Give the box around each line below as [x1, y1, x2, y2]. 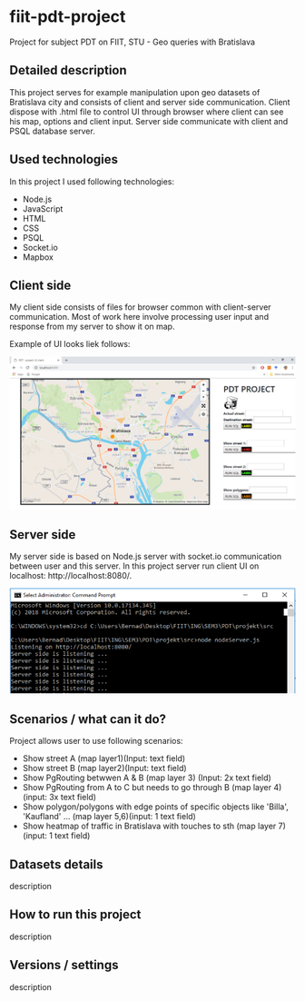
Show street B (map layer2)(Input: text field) [22, 763, 188, 774]
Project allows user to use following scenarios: [9, 736, 183, 747]
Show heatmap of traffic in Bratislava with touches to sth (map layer [22, 820, 277, 832]
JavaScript [22, 203, 64, 214]
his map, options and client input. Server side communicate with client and [9, 115, 289, 126]
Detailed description [9, 63, 127, 78]
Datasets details [9, 857, 103, 872]
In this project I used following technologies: [9, 175, 175, 187]
